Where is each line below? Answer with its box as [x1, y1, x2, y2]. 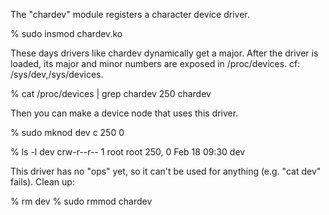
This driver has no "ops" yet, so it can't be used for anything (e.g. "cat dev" [10, 165, 322, 177]
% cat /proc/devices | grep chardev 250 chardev [10, 88, 212, 99]
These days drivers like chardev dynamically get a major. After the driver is [10, 47, 319, 59]
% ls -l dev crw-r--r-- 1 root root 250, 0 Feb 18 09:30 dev [10, 146, 246, 158]
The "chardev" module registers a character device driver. [10, 9, 250, 20]
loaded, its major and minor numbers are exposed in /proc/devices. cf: [10, 58, 301, 69]
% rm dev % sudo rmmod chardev [10, 195, 153, 207]
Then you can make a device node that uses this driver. [10, 107, 239, 119]
